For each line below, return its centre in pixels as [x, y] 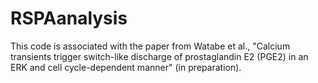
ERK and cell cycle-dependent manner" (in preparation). [126, 67]
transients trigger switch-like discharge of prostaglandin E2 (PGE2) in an [159, 56]
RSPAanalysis [69, 18]
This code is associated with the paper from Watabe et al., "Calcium [150, 46]
